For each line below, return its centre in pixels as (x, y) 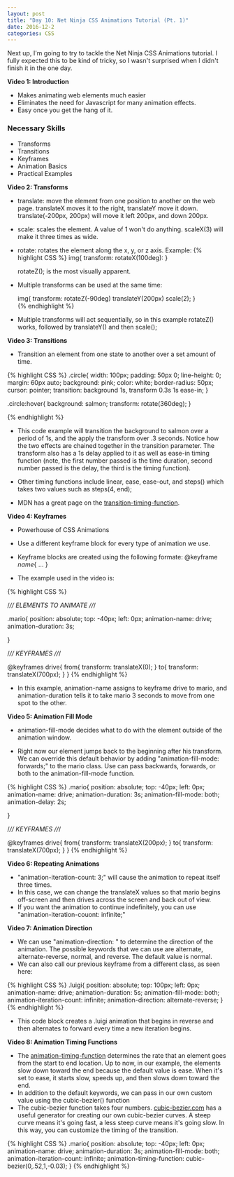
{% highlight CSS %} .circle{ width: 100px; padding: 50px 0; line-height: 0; (114, 375)
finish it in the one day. (40, 68)
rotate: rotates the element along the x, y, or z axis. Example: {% (110, 250)
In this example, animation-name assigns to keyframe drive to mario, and (122, 688)
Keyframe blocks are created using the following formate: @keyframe (117, 557)
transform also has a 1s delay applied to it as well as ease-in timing (113, 453)
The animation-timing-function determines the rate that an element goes (122, 1055)
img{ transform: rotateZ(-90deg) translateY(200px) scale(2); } (106, 298)
